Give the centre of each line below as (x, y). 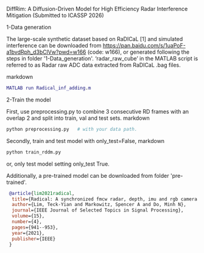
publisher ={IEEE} (34, 239)
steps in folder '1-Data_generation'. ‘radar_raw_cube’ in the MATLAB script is (102, 58)
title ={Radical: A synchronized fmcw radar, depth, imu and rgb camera (105, 199)
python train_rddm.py (34, 152)
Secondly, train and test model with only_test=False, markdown (86, 141)
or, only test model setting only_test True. (58, 164)
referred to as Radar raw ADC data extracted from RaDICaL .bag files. (93, 65)
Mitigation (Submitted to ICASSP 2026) (55, 15)
